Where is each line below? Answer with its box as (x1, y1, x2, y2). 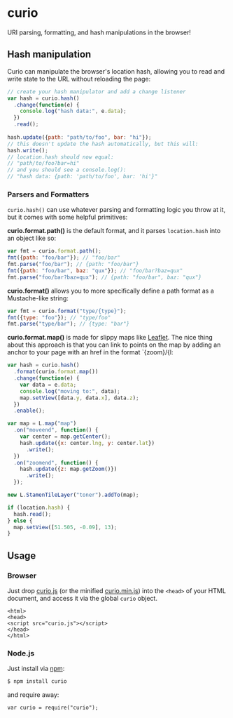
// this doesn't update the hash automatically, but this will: (7, 140, 199, 147)
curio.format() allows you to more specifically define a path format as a (7, 286, 215, 295)
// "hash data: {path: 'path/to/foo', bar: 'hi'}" (7, 173, 158, 180)
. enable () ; (13, 407, 45, 415)
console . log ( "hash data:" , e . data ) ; (20, 107, 127, 115)
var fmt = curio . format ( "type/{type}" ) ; (7, 307, 127, 314)
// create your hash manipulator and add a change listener (7, 88, 187, 95)
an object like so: (7, 234, 57, 243)
